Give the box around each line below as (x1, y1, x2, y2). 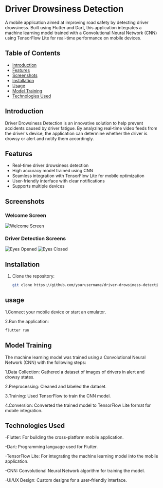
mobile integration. (5, 407, 43, 413)
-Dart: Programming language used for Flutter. (5, 444, 98, 450)
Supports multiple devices (12, 183, 65, 189)
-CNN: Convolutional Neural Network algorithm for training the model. (5, 468, 145, 474)
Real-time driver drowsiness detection (12, 163, 89, 168)
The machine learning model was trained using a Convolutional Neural (5, 354, 146, 360)
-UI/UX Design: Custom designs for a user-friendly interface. (5, 477, 127, 483)
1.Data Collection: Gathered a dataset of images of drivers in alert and (5, 369, 145, 375)
